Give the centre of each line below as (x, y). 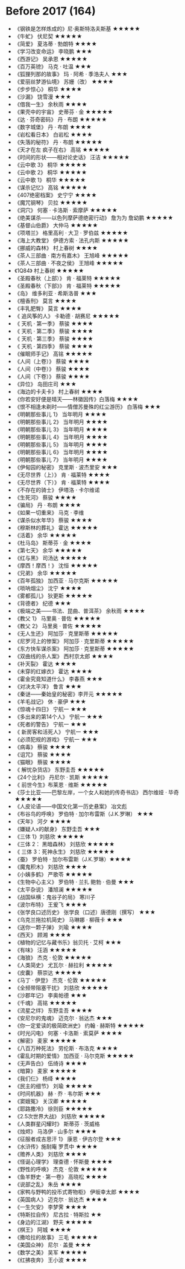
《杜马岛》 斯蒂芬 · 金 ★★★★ (53, 543)
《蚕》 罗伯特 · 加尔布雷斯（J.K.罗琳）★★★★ (73, 859)
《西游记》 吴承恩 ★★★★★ (51, 59)
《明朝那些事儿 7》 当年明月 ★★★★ (61, 459)
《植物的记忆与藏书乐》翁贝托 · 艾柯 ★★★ (68, 942)
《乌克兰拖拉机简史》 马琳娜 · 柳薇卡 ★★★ (69, 919)
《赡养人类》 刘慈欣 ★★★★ (51, 1154)
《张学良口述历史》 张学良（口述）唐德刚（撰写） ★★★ (85, 912)
